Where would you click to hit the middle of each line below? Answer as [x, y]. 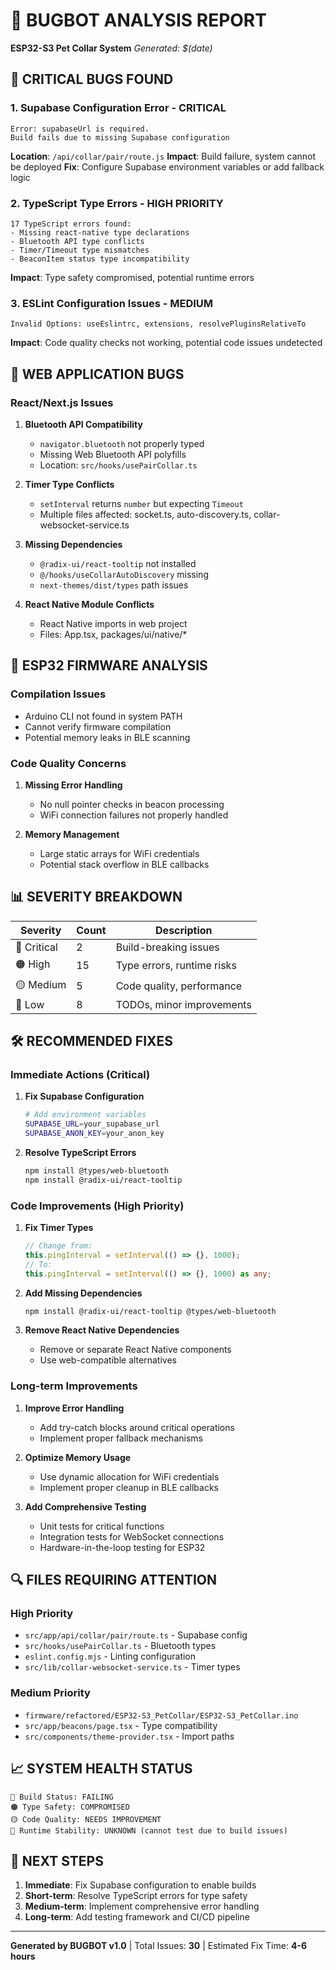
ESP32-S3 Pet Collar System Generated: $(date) [111, 48]
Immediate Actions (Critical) [80, 1075]
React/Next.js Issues [62, 402]
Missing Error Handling [73, 785]
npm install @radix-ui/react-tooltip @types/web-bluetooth [150, 1311]
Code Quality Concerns [68, 763]
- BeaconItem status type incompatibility [100, 259]
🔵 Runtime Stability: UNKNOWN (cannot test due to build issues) [149, 1830]
